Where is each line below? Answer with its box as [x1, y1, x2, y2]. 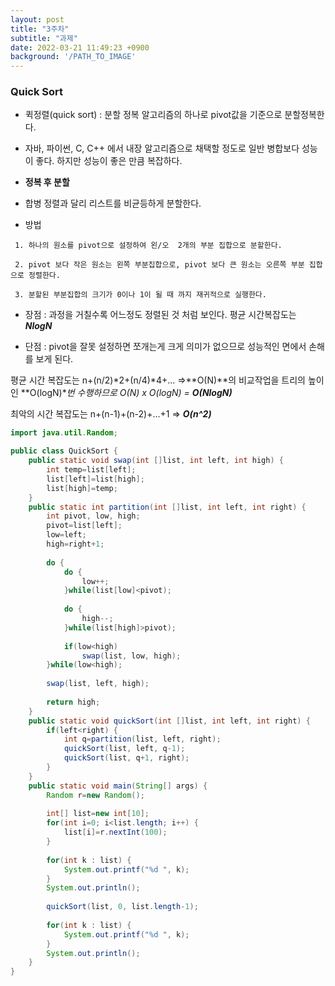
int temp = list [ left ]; [46, 465, 137, 475]
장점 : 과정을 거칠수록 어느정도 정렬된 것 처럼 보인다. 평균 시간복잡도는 [24, 309, 297, 321]
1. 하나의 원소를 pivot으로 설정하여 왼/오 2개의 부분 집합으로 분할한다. [14, 241, 283, 251]
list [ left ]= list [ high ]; [46, 474, 145, 484]
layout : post [10, 14, 65, 25]
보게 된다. [35, 353, 74, 365]
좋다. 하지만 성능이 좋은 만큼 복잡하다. [35, 155, 183, 167]
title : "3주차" [10, 24, 70, 34]
